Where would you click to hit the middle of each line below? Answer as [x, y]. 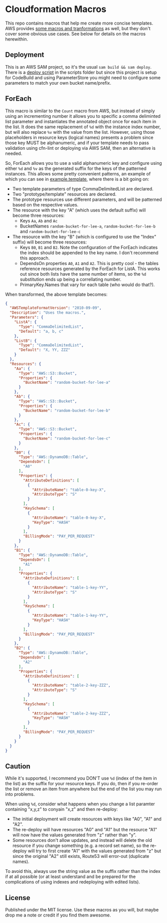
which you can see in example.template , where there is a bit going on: [77, 179]
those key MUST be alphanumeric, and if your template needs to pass [77, 143]
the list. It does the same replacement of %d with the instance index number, [83, 127]
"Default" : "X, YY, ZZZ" [44, 350]
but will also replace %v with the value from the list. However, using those [80, 132]
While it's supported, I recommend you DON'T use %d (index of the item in [81, 778]
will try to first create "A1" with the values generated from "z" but [94, 851]
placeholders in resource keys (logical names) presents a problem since [79, 137]
